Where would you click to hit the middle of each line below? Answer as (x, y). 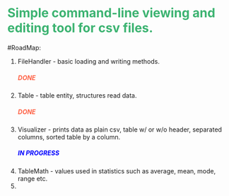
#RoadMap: (24, 47)
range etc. (33, 178)
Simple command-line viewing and (111, 13)
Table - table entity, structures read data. (77, 95)
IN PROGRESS (39, 153)
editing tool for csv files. (80, 28)
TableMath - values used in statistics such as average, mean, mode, (117, 171)
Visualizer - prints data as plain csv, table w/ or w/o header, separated (120, 129)
